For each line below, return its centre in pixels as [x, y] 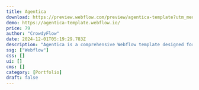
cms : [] [16, 67]
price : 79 [18, 28]
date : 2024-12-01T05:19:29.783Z [46, 39]
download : [18, 17]
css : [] [16, 56]
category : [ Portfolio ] [34, 72]
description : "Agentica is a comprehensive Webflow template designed [95, 45]
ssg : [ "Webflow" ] [28, 50]
